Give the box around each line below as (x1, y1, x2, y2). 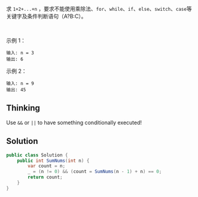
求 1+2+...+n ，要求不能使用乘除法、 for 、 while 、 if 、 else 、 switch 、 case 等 (6, 5, 193, 12)
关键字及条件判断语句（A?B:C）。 (6, 13, 87, 20)
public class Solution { (6, 152, 68, 158)
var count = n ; (28, 163, 66, 169)
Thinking (6, 103, 41, 113)
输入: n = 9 (6, 81, 34, 87)
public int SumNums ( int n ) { (17, 158, 90, 164)
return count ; (28, 174, 63, 180)
